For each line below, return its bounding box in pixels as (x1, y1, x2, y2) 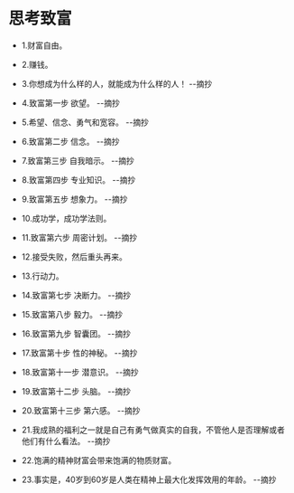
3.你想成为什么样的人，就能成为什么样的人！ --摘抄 (21, 78, 213, 89)
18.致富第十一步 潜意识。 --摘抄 (21, 366, 139, 377)
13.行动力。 (21, 270, 64, 281)
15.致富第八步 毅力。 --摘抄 (21, 308, 124, 319)
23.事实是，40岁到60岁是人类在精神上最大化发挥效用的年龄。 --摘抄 (21, 474, 277, 485)
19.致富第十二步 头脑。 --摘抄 (21, 385, 132, 396)
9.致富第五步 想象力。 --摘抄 (21, 194, 128, 204)
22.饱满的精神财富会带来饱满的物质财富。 (21, 454, 177, 466)
